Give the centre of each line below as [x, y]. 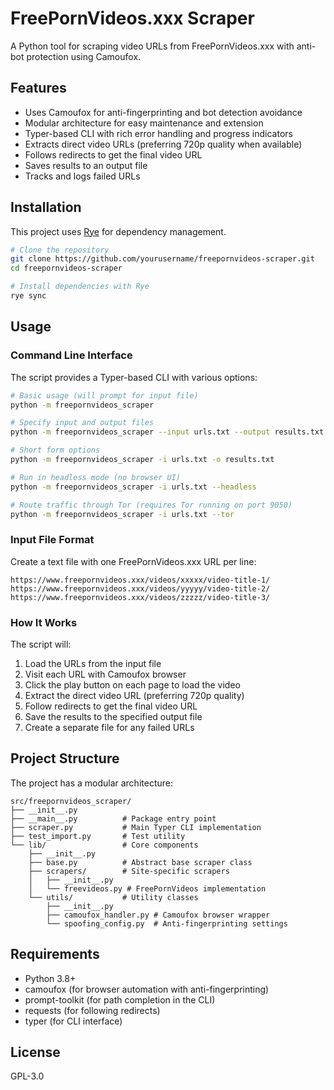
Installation [46, 207]
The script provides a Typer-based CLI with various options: [134, 377]
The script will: [41, 644]
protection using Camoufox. [84, 56]
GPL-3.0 [27, 1076]
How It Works [44, 622]
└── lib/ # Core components [104, 845]
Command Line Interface [71, 355]
